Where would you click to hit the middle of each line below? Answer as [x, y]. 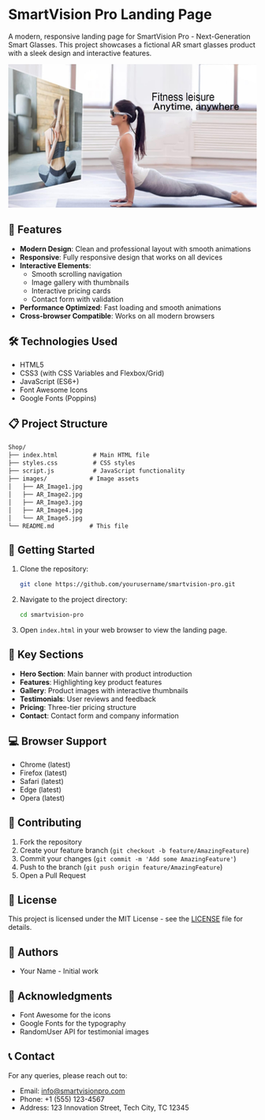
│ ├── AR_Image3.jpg [45, 502]
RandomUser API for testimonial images [84, 1032]
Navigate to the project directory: [73, 599]
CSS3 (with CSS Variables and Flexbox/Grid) [92, 373]
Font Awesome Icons [54, 390]
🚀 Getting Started [52, 550]
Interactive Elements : [55, 265]
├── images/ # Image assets [74, 479]
